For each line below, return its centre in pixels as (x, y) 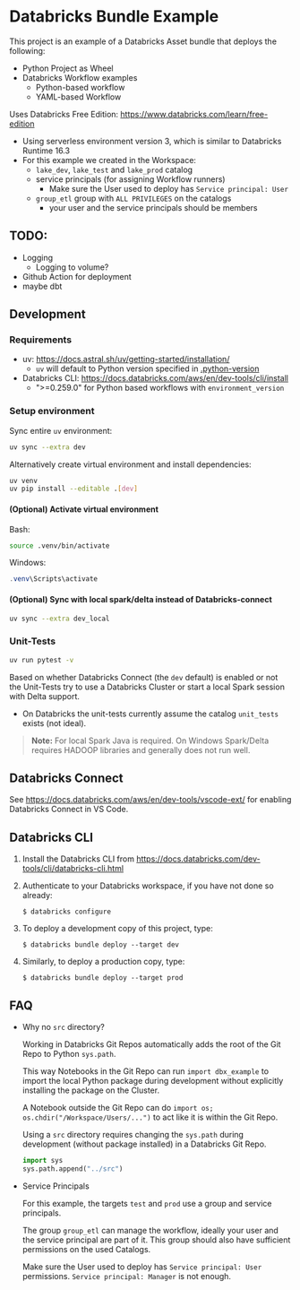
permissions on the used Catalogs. (86, 1249)
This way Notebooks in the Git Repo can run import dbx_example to (146, 1071)
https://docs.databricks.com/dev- (198, 859)
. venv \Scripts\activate (54, 579)
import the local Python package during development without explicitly (153, 1081)
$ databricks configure (67, 912)
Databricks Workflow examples (80, 77)
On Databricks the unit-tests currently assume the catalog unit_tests (150, 714)
